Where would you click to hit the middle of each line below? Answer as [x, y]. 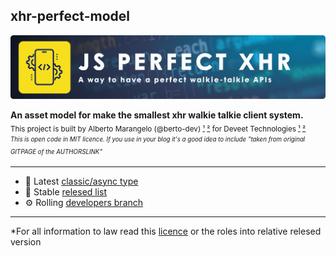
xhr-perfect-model [70, 16]
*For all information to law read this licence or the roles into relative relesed [166, 231]
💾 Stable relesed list [66, 191]
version [26, 241]
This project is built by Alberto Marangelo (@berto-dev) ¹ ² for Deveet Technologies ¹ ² [158, 129]
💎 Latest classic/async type [81, 181]
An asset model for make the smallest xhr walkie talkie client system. [157, 115]
